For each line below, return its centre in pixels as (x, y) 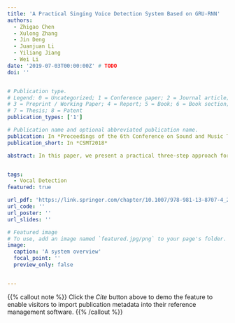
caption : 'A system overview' (57, 252)
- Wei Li (26, 60)
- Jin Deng (29, 40)
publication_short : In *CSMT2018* (58, 143)
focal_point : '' (37, 259)
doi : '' (19, 72)
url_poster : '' (29, 213)
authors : (20, 20)
